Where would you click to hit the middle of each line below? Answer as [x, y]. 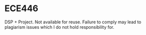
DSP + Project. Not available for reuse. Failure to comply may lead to [73, 22]
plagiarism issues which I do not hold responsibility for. [59, 27]
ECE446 [21, 9]
